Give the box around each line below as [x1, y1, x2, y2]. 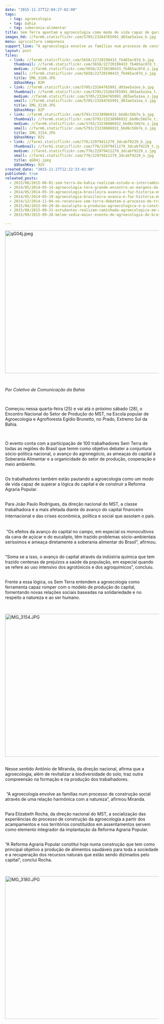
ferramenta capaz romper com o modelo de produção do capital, [5, 584, 136, 590]
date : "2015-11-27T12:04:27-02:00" [5, 7, 78, 12]
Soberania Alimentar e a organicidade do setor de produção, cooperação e [5, 456, 156, 461]
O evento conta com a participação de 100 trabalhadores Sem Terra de [5, 440, 148, 446]
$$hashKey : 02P [14, 107, 45, 113]
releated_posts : [5, 176, 38, 181]
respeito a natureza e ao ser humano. [5, 594, 81, 600]
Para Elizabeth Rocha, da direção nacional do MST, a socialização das [5, 811, 146, 817]
